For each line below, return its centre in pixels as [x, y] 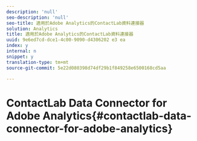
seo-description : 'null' [37, 17]
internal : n [21, 51]
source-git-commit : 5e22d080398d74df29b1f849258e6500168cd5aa [86, 68]
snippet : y [20, 57]
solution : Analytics [32, 29]
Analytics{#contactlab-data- [117, 116]
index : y [17, 46]
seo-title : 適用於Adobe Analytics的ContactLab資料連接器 [75, 23]
